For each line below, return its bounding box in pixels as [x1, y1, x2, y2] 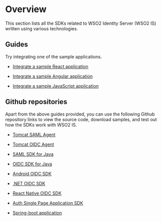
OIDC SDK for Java [12, 160, 52, 167]
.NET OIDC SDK [12, 180, 45, 186]
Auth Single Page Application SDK [12, 200, 84, 206]
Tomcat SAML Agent [12, 131, 56, 137]
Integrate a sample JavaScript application [12, 83, 99, 89]
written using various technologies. [5, 25, 78, 31]
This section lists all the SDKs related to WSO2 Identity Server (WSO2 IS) [5, 20, 156, 26]
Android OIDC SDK [12, 171, 52, 177]
